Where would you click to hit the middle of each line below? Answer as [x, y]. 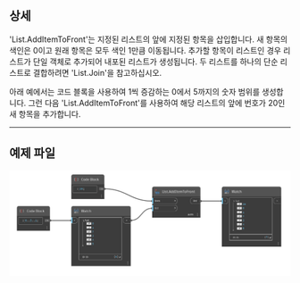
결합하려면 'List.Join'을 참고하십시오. [97, 72]
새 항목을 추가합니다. [45, 113]
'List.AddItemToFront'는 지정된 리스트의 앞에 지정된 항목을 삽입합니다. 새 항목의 [149, 39]
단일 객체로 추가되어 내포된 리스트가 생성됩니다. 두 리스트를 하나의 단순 [155, 62]
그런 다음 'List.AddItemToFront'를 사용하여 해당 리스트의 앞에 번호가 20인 [157, 103]
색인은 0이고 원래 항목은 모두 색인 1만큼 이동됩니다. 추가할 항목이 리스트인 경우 [145, 50]
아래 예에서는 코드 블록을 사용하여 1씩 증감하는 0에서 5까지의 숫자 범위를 [135, 91]
